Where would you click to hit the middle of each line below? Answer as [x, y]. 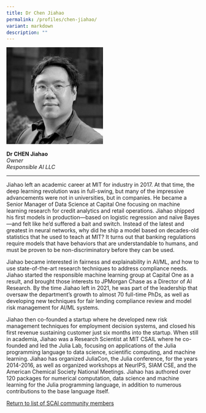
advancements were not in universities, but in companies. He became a [97, 198]
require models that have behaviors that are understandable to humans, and [102, 243]
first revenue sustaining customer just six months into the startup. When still [102, 332]
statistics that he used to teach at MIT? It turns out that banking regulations [101, 237]
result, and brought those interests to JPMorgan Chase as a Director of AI [99, 281]
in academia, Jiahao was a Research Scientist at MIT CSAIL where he [94, 339]
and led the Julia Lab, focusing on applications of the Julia [102, 346]
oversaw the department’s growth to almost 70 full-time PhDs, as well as [98, 294]
